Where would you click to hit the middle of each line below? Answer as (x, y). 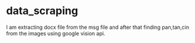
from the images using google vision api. (56, 33)
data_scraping (42, 11)
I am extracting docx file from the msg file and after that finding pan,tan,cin (98, 27)
